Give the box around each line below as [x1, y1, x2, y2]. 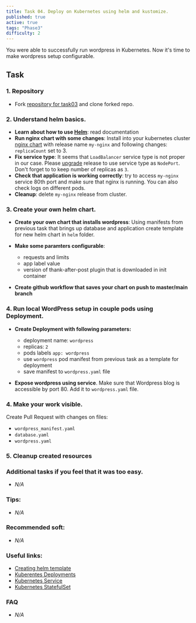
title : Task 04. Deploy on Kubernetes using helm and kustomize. [6, 8, 169, 15]
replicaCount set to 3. [14, 147, 67, 154]
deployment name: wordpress [23, 336, 94, 343]
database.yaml [14, 432, 49, 438]
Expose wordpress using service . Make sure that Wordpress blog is [14, 379, 180, 386]
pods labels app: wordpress [23, 349, 90, 356]
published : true [6, 14, 46, 20]
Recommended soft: [6, 523, 66, 532]
